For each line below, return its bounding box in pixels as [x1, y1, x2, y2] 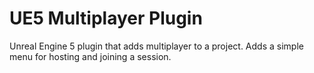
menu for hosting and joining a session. [9, 50, 172, 62]
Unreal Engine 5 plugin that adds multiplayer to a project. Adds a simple [9, 40, 304, 52]
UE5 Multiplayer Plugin [9, 7, 203, 30]
